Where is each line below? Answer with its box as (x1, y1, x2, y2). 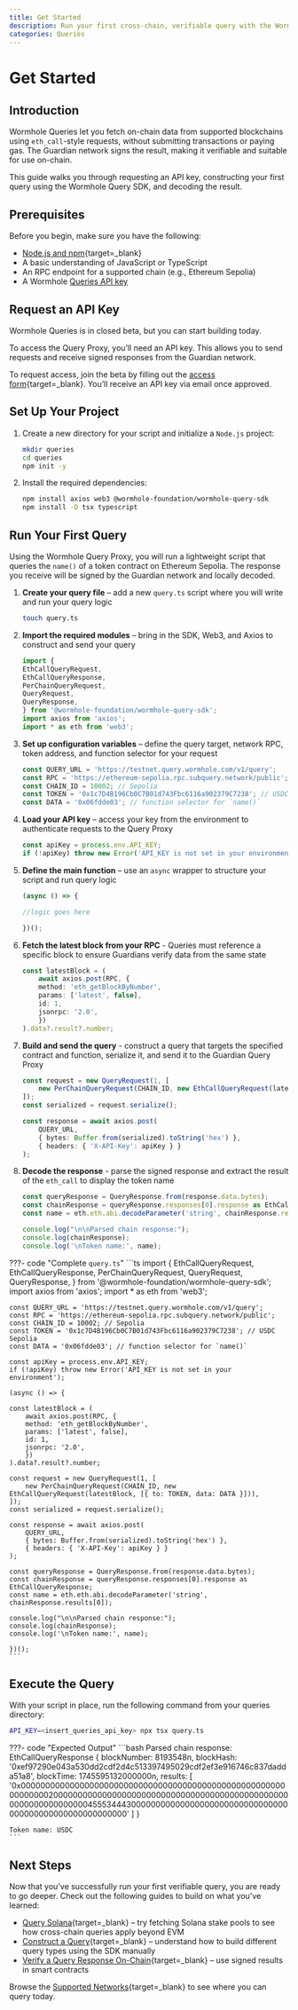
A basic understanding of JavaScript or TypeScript (21, 257, 208, 268)
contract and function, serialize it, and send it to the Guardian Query (21, 1049, 271, 1060)
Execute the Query (9, 1676, 115, 1691)
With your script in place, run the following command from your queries (9, 1700, 271, 1711)
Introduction (9, 103, 80, 118)
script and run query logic (21, 874, 117, 885)
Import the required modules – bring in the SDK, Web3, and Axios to (21, 629, 273, 640)
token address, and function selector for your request (21, 747, 218, 759)
